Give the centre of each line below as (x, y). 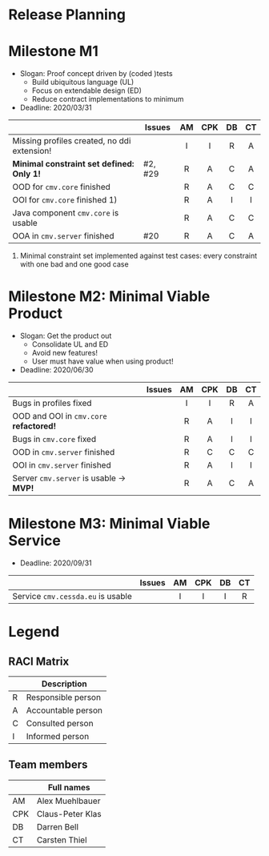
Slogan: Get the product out (66, 336)
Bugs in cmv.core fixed (54, 440)
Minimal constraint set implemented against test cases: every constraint (139, 256)
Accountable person (64, 710)
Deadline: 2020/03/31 (56, 108)
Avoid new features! (65, 353)
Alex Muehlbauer (68, 801)
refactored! (34, 426)
